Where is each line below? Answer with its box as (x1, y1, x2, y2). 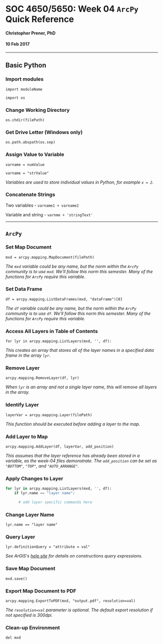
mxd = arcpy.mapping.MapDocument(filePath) (5, 255, 95, 260)
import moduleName (5, 87, 43, 92)
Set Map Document (5, 244, 52, 251)
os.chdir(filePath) (5, 118, 45, 122)
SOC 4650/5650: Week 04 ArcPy (5, 3, 139, 15)
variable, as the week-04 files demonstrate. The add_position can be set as (5, 458, 157, 464)
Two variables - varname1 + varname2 (5, 202, 79, 208)
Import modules (5, 76, 44, 83)
